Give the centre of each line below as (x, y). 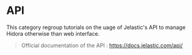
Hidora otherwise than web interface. (53, 33)
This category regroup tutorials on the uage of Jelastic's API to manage (96, 27)
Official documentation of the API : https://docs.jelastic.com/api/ (102, 45)
